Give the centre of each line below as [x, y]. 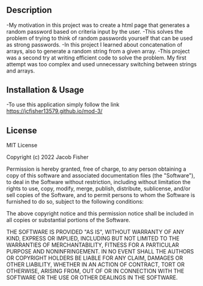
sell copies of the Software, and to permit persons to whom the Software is [101, 195]
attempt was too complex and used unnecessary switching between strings [102, 64]
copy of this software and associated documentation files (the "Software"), [101, 176]
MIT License [22, 145]
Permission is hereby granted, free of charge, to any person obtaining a [96, 169]
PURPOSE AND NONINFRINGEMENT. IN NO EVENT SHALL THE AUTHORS [100, 252]
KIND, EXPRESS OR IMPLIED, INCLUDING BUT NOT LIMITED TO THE [93, 239]
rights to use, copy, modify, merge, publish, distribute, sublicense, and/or [98, 188]
